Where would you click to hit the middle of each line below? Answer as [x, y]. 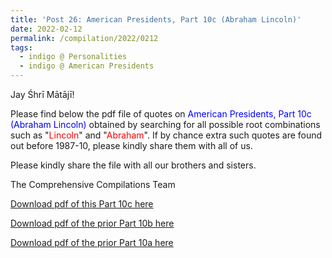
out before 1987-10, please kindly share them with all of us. [131, 145]
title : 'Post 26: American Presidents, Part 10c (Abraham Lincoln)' [156, 19]
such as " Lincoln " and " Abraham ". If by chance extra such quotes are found [166, 135]
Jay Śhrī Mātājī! [42, 94]
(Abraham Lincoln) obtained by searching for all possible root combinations [165, 124]
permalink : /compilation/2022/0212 [84, 38]
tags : [21, 47]
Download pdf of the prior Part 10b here [92, 223]
